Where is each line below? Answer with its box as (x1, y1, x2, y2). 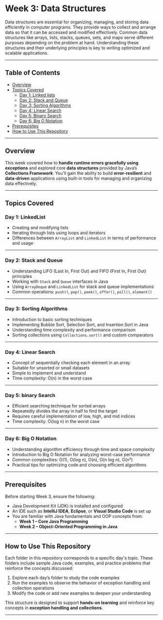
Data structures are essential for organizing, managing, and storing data (5, 19, 149, 25)
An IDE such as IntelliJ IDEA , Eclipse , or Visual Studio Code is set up (12, 508, 151, 514)
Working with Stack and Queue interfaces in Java (12, 278, 108, 284)
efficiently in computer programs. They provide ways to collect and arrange (5, 24, 156, 30)
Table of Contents (5, 69, 61, 77)
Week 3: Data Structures (5, 3, 106, 14)
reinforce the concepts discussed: (5, 565, 74, 571)
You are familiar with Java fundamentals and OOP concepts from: (12, 513, 143, 519)
